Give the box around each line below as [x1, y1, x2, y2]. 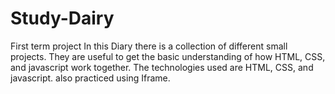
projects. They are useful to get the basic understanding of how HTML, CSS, [10, 50, 326, 62]
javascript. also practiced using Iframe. [10, 72, 171, 84]
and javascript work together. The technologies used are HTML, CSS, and [10, 61, 314, 73]
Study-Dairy [10, 7, 115, 30]
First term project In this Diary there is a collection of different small [10, 40, 288, 52]
